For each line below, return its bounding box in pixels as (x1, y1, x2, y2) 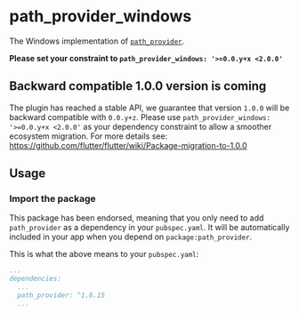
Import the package (9, 193, 96, 205)
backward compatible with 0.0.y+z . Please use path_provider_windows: (9, 111, 271, 122)
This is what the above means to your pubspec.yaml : (9, 249, 199, 260)
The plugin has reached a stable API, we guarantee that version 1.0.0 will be (9, 102, 290, 113)
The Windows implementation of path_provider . (9, 36, 185, 46)
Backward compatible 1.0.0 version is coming (9, 78, 267, 94)
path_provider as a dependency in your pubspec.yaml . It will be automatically (9, 222, 290, 233)
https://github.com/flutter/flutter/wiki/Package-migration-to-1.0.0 (9, 140, 247, 150)
